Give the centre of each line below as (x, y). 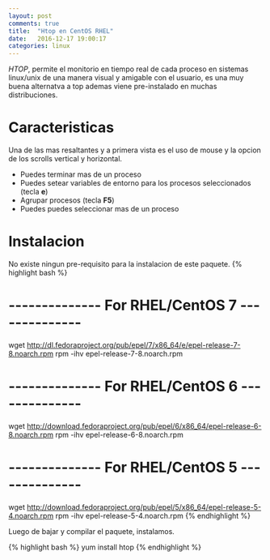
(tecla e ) (34, 192)
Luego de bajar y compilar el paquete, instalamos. (92, 531)
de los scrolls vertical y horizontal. (65, 159)
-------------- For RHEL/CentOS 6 (123, 387)
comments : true (34, 24)
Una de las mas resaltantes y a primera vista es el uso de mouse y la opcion (135, 150)
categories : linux (39, 46)
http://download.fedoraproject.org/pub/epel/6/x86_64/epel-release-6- (144, 425)
